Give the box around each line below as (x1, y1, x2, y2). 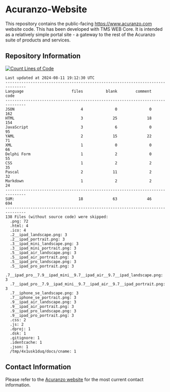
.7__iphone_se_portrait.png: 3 (10, 295, 77, 300)
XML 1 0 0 (5, 142, 152, 148)
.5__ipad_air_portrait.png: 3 (10, 255, 74, 260)
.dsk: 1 (10, 331, 27, 336)
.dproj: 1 (10, 326, 31, 332)
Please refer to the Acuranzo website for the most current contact (5, 376, 144, 382)
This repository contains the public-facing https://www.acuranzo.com (5, 20, 152, 27)
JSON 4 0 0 (5, 107, 152, 112)
